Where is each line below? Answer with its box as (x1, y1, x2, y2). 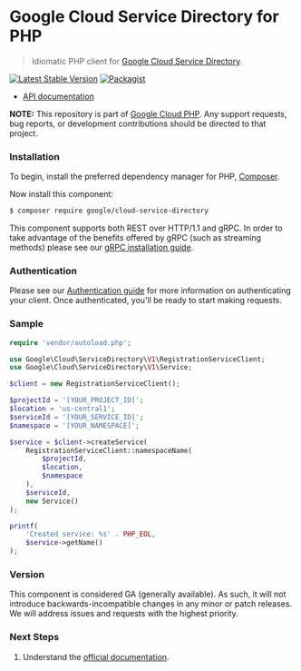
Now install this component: (9, 189, 113, 200)
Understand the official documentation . (22, 651, 170, 662)
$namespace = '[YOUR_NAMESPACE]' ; (9, 420, 141, 430)
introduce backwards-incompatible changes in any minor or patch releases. (9, 598, 293, 609)
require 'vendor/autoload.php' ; (9, 338, 131, 347)
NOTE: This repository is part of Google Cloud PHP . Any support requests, (9, 108, 287, 119)
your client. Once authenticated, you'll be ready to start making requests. (9, 295, 283, 306)
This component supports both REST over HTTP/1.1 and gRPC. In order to (9, 222, 283, 233)
